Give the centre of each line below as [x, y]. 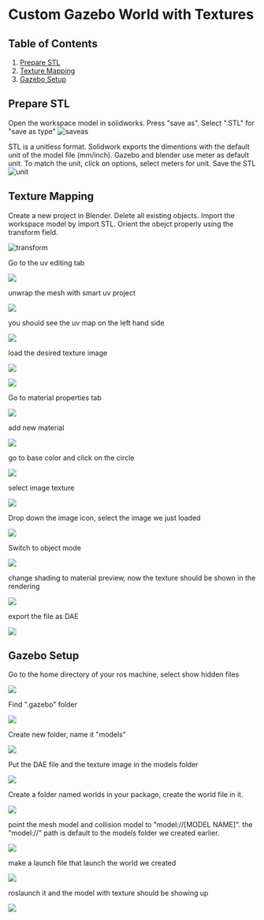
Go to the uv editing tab [46, 262]
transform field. [33, 232]
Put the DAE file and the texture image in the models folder [103, 765]
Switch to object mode [45, 547]
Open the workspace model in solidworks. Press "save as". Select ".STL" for [131, 123]
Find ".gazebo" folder [43, 705]
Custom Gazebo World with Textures [131, 15]
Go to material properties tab [55, 397]
